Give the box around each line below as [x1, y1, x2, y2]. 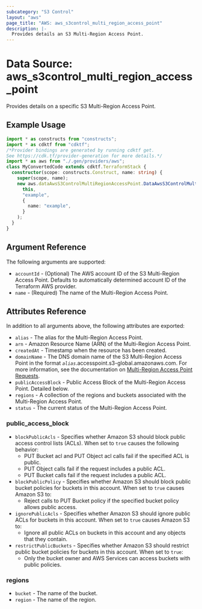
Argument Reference [6, 242, 87, 253]
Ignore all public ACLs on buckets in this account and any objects [23, 529, 186, 536]
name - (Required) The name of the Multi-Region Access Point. [14, 289, 168, 296]
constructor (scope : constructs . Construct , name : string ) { [11, 170, 163, 176]
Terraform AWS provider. [14, 282, 77, 289]
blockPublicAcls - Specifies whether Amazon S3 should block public [14, 433, 186, 440]
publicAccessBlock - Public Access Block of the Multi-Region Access [14, 379, 186, 386]
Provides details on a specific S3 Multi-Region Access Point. [6, 103, 156, 110]
